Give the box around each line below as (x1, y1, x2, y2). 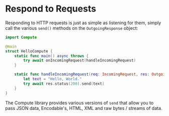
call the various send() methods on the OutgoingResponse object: (5, 25, 138, 31)
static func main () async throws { (14, 53, 89, 59)
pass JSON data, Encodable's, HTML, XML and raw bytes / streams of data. (5, 105, 162, 111)
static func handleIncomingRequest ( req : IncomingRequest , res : (14, 72, 150, 77)
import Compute (5, 35, 37, 40)
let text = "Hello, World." (23, 77, 82, 82)
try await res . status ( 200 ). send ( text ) (23, 81, 105, 86)
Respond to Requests (5, 3, 97, 15)
